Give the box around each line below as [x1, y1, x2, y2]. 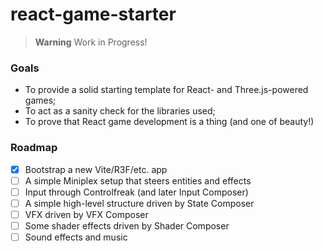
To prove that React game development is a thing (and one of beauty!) [24, 116, 315, 128]
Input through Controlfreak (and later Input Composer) [24, 186, 249, 198]
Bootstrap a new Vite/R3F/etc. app [24, 163, 168, 175]
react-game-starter [10, 3, 177, 26]
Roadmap [10, 141, 58, 155]
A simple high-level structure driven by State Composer [24, 197, 255, 209]
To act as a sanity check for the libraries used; [24, 105, 216, 117]
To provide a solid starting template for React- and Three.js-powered [24, 84, 309, 96]
